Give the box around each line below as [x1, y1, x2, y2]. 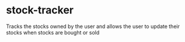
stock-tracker [6, 3, 74, 17]
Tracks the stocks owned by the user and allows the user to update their [6, 23, 180, 30]
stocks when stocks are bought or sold [6, 29, 100, 36]
